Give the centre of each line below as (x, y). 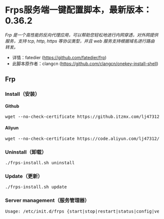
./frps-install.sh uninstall (40, 163)
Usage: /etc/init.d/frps (35, 211)
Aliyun (12, 128)
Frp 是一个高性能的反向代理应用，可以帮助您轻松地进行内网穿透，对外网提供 (82, 35)
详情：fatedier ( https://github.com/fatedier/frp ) (59, 57)
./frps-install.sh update (36, 187)
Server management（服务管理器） (47, 200)
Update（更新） (24, 176)
